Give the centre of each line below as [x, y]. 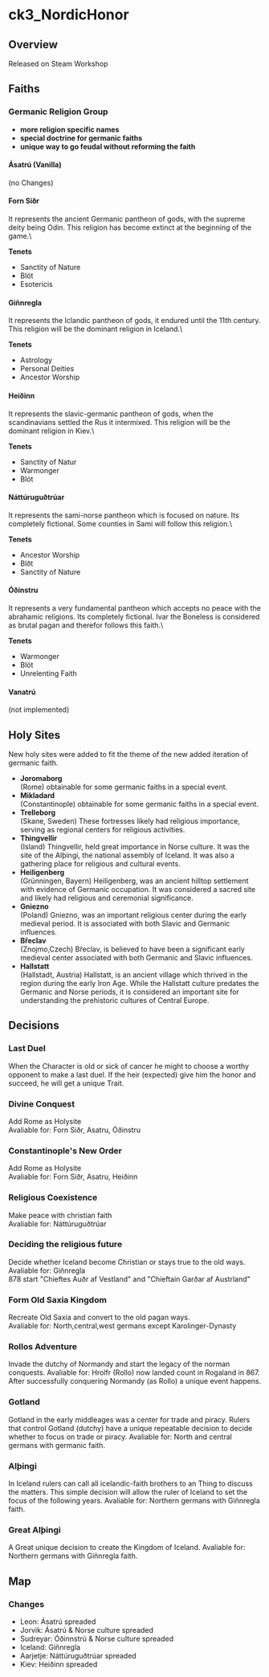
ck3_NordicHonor [69, 15]
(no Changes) [31, 182]
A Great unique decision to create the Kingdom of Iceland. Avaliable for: [127, 1548]
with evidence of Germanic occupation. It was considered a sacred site [138, 889]
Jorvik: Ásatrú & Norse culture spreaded [87, 1630]
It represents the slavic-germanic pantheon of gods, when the [111, 413]
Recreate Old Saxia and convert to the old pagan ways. [99, 1317]
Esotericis [37, 284]
